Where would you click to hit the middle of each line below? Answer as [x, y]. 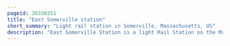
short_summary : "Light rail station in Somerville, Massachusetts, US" [111, 26]
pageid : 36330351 [32, 13]
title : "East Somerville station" [56, 20]
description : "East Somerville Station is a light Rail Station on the [111, 32]
